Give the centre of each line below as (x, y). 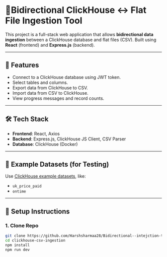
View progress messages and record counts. (58, 98)
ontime (19, 192)
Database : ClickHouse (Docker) (45, 144)
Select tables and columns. (40, 82)
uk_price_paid (27, 186)
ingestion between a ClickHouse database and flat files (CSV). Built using (81, 40)
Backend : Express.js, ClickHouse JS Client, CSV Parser (69, 139)
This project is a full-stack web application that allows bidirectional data (79, 34)
